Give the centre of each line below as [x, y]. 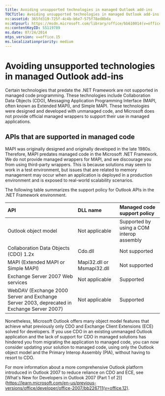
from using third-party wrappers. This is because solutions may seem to [78, 164]
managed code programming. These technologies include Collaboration [78, 95]
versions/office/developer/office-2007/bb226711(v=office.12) [67, 388]
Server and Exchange [32, 297]
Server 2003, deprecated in [40, 303]
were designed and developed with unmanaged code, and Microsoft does [80, 111]
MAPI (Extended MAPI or [36, 262]
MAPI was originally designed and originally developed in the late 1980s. [78, 149]
